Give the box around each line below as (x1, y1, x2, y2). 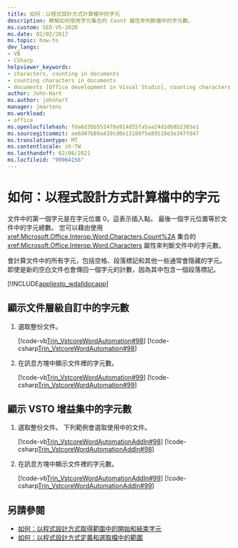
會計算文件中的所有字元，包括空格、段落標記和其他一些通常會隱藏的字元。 (7, 256, 226, 265)
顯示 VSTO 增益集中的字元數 (7, 403, 132, 415)
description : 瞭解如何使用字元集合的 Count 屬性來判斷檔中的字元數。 (7, 17, 194, 24)
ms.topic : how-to (7, 37, 59, 44)
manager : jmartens (7, 103, 62, 111)
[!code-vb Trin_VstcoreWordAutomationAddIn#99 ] (17, 474, 164, 482)
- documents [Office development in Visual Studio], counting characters (7, 83, 232, 91)
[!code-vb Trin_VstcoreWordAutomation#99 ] (17, 372, 146, 382)
